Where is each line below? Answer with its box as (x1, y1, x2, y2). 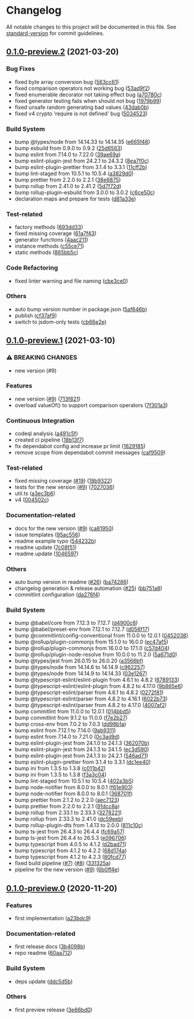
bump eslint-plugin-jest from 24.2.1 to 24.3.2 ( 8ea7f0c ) (14, 157, 150, 164)
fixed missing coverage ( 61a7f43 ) (14, 230, 97, 237)
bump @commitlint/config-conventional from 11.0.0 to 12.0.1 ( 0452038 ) (14, 632, 189, 639)
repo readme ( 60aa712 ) (14, 949, 72, 957)
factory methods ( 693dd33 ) (14, 224, 83, 231)
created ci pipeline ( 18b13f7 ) (14, 436, 84, 443)
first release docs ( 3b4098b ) (14, 943, 86, 950)
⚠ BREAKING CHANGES (6, 354, 78, 362)
